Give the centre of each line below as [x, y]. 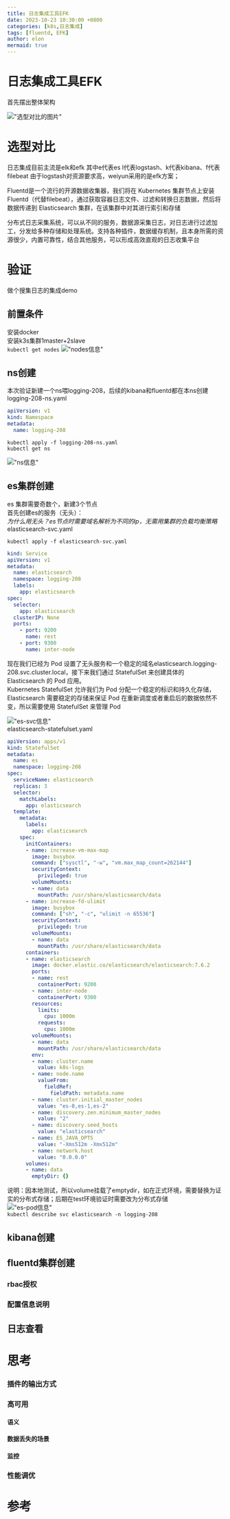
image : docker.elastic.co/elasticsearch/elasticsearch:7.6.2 [121, 965]
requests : [52, 1023]
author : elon [26, 39]
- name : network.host [63, 1151]
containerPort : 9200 [67, 984]
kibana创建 [31, 1237]
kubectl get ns [29, 449]
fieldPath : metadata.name [88, 1093]
